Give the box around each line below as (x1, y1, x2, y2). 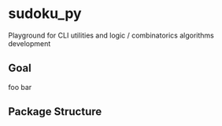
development (8, 38, 51, 48)
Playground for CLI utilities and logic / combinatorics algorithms (8, 31, 214, 40)
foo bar (8, 82, 32, 92)
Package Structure (8, 105, 102, 118)
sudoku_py (8, 5, 82, 23)
